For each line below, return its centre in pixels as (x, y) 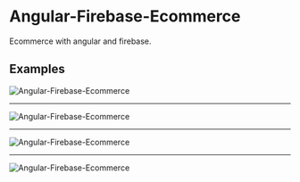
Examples (37, 69)
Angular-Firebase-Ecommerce (125, 17)
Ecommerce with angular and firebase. (80, 41)
